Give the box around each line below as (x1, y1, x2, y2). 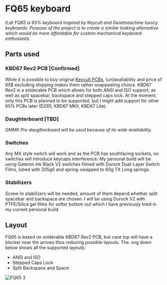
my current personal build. (5, 206, 60, 212)
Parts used (5, 50, 40, 58)
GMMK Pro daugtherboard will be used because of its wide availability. (5, 126, 152, 132)
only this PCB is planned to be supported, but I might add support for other (5, 97, 159, 103)
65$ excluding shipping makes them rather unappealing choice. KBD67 (5, 81, 152, 87)
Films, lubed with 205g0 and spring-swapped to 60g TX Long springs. (5, 166, 150, 172)
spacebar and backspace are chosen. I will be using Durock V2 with (5, 195, 145, 201)
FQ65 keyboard (5, 3, 71, 14)
